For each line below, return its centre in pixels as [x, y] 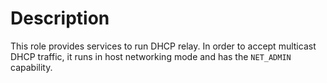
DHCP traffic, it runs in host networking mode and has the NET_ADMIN [151, 56]
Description [60, 18]
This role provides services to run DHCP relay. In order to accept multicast [163, 46]
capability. [31, 67]
